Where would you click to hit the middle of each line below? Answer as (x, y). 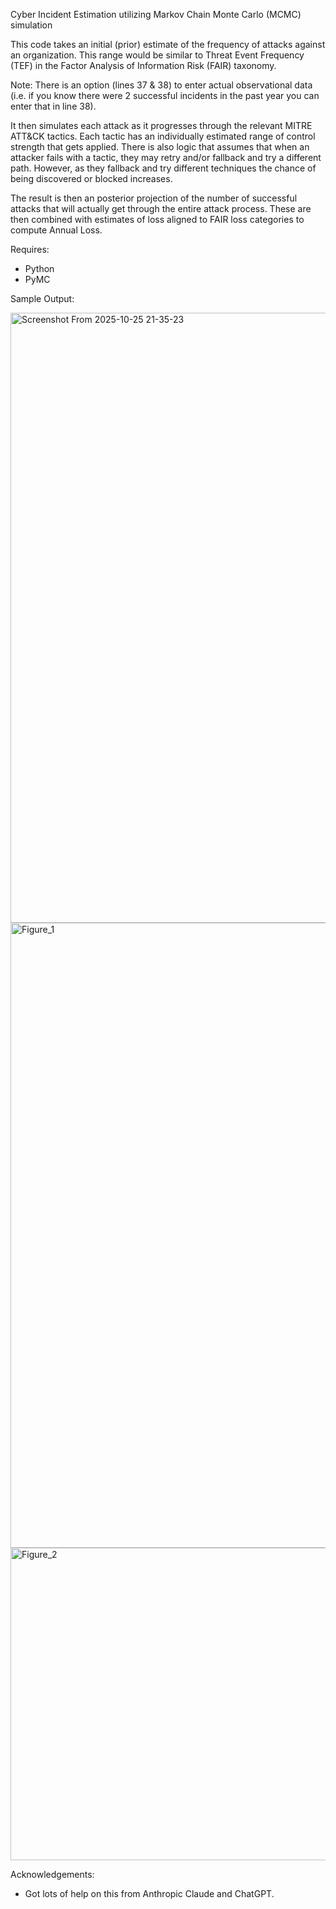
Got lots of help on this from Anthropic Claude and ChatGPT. (149, 1893)
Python (39, 268)
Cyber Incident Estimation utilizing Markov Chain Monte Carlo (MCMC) (156, 14)
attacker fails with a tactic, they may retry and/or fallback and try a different (166, 157)
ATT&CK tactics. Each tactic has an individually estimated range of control (163, 136)
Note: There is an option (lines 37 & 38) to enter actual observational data (161, 85)
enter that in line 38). (53, 106)
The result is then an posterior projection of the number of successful (154, 198)
